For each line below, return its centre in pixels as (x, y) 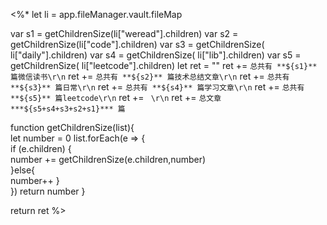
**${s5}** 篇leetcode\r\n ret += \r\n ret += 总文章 (116, 97)
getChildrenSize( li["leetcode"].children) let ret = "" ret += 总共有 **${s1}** (164, 65)
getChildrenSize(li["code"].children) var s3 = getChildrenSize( (137, 44)
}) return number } (48, 191)
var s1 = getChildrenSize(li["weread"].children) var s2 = (124, 33)
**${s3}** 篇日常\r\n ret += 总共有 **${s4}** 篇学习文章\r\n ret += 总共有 (157, 87)
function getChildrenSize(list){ (72, 127)
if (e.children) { (41, 148)
